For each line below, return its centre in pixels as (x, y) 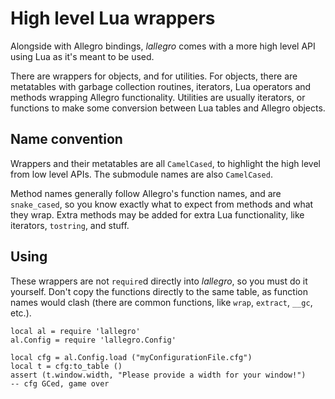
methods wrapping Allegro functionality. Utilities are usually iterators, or (158, 97)
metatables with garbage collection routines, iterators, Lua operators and (161, 86)
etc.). (21, 313)
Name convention (66, 139)
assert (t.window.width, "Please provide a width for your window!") (158, 375)
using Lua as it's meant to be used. (82, 56)
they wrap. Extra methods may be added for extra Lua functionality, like (157, 214)
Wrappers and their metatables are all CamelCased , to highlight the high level (165, 163)
